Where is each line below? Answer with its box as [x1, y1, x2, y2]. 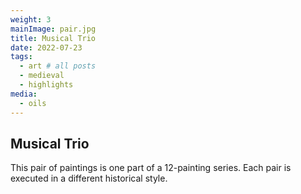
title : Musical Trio [10, 33, 97, 43]
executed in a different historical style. [10, 172, 168, 185]
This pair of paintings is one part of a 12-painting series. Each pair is [10, 162, 292, 174]
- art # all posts [19, 61, 97, 71]
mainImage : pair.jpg [10, 24, 97, 34]
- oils [19, 98, 47, 108]
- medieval [19, 71, 65, 81]
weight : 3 [10, 14, 52, 25]
